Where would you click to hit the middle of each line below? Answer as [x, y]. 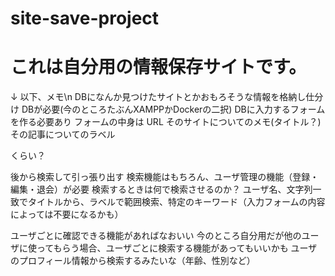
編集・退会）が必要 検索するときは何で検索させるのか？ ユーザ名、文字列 [161, 189]
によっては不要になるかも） [67, 214]
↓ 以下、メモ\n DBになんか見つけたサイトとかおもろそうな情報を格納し [158, 97]
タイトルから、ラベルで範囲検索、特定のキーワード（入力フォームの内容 [176, 202]
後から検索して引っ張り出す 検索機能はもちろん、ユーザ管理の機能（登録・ [165, 177]
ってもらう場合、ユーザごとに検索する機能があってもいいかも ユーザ [177, 248]
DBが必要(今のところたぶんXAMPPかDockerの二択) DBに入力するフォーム [173, 109]
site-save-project [85, 18]
